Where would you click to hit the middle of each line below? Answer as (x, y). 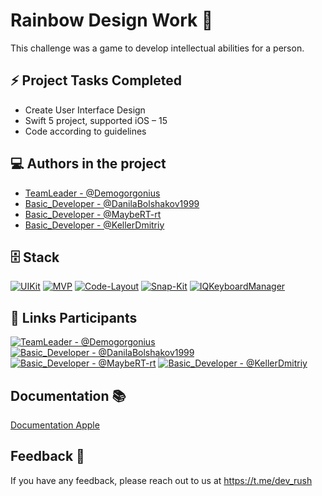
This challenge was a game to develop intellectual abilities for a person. (157, 48)
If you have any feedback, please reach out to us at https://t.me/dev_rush (161, 480)
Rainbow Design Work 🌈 (112, 20)
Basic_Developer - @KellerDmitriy (94, 225)
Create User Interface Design (85, 110)
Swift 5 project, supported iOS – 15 (96, 120)
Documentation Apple (55, 425)
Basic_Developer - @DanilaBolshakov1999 (112, 203)
